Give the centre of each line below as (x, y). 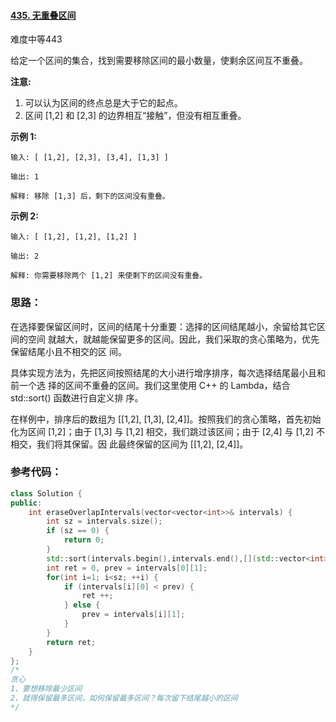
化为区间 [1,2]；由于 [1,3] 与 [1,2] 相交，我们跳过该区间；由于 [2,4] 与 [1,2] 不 (167, 431)
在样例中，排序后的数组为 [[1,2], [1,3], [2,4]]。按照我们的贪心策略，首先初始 (166, 419)
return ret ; (71, 642)
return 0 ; (84, 540)
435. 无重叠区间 (43, 15)
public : (26, 503)
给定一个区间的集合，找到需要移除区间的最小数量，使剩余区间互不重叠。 (159, 61)
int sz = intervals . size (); (104, 521)
